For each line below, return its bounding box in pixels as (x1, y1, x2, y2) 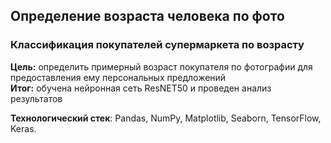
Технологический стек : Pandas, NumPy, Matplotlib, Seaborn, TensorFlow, (10, 112, 322, 124)
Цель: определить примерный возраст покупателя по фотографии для (10, 60, 313, 73)
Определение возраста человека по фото (10, 8, 285, 25)
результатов (10, 92, 63, 104)
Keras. (10, 122, 37, 134)
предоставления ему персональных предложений (10, 71, 227, 83)
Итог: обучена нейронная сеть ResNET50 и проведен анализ (10, 82, 272, 94)
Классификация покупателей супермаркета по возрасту (10, 38, 305, 52)
